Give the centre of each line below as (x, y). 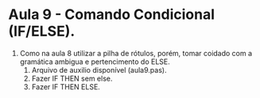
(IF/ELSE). (42, 31)
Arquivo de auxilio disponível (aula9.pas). (99, 70)
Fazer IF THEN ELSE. (66, 87)
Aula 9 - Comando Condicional (111, 15)
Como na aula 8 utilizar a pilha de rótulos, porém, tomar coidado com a (136, 53)
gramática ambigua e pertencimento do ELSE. (95, 62)
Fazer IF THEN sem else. (72, 78)
